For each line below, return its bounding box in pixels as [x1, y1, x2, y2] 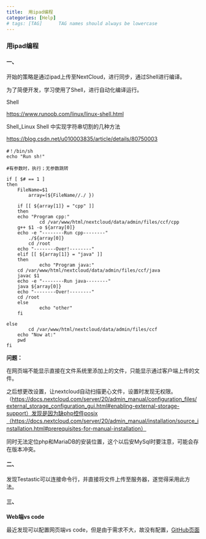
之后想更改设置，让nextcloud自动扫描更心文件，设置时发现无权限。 [6, 388, 177, 395]
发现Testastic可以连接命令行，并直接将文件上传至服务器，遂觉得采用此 [6, 475, 185, 483]
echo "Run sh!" [6, 153, 45, 159]
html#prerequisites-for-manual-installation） [33, 424, 147, 432]
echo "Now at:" [17, 332, 56, 338]
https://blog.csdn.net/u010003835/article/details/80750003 [6, 135, 158, 142]
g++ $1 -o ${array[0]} [17, 224, 75, 231]
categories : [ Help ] [6, 15, 56, 21]
